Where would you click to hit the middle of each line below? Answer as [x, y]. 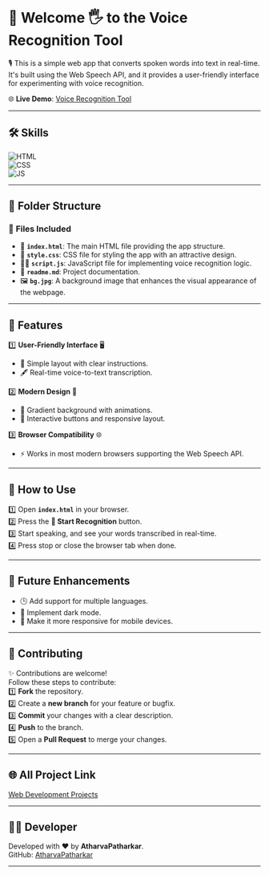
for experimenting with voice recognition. [76, 83]
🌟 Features [36, 325]
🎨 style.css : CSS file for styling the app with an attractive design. [128, 255]
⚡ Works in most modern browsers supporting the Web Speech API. [132, 454]
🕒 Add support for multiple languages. [84, 601]
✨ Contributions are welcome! [58, 673]
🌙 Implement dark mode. [60, 612]
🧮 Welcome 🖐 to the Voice [98, 18]
